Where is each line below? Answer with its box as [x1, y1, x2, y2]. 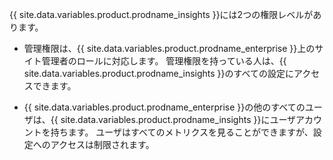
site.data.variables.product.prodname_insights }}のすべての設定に [23, 68, 294, 79]
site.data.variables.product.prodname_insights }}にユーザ [60, 114, 297, 125]
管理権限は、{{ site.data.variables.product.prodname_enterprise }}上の [23, 43, 316, 54]
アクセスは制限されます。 [50, 139, 155, 150]
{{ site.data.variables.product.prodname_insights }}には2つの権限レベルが [9, 9, 314, 20]
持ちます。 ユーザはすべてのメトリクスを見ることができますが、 [50, 126, 314, 138]
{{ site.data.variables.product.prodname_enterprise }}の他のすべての [23, 101, 306, 113]
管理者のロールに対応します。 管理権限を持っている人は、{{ [41, 55, 287, 67]
